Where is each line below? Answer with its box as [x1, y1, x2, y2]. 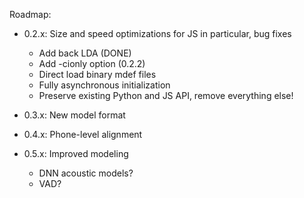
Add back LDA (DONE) [38, 47, 132, 59]
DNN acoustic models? [38, 167, 134, 179]
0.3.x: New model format [23, 109, 126, 121]
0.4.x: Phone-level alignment [23, 129, 143, 140]
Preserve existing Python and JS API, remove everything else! [38, 90, 294, 101]
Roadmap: [9, 9, 52, 20]
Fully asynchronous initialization [38, 79, 171, 91]
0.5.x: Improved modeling [23, 148, 129, 159]
